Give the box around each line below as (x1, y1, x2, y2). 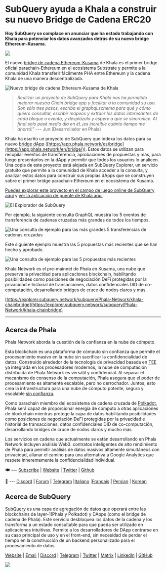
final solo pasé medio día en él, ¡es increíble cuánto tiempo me (17, 121, 145, 127)
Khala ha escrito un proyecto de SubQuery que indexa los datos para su (5, 135, 152, 141)
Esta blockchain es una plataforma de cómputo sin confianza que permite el (5, 349, 160, 354)
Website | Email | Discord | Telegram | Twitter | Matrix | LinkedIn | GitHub (5, 552, 153, 558)
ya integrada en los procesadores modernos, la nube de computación (5, 364, 147, 370)
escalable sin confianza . (5, 391, 54, 396)
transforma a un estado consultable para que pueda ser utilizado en (5, 522, 143, 528)
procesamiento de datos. (5, 542, 56, 548)
